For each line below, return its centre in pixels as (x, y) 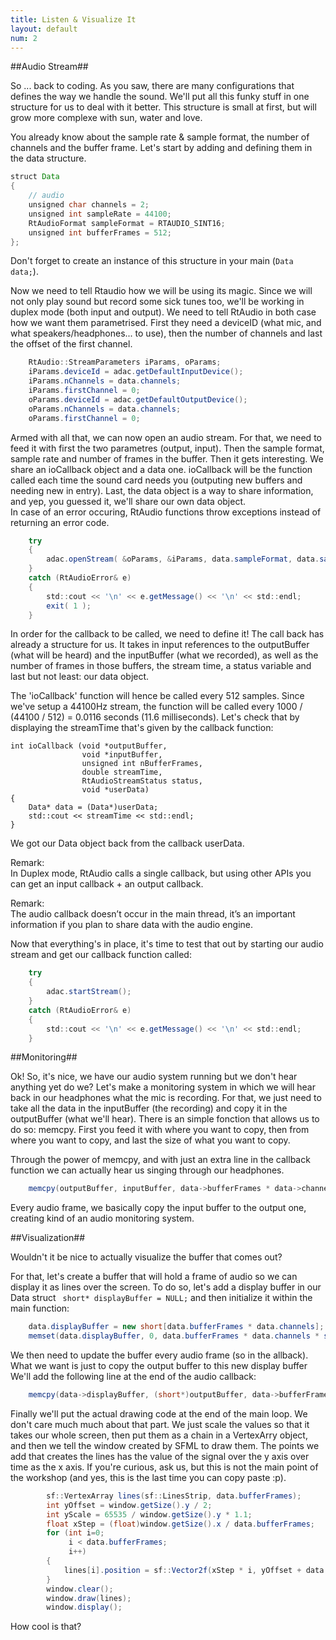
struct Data (35, 177)
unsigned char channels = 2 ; (89, 205)
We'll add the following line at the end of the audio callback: (133, 1376)
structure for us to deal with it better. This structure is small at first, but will (163, 107)
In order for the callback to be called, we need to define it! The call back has (167, 634)
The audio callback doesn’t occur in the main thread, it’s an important (153, 914)
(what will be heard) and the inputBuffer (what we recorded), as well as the (164, 655)
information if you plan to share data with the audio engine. (132, 925)
